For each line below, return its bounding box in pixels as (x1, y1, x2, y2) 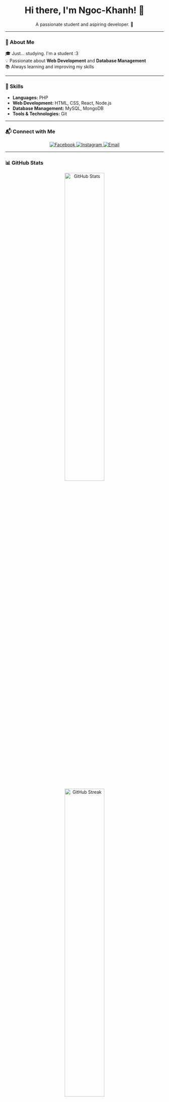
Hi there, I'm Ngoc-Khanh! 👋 (24, 5, 145, 16)
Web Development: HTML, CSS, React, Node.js (12, 100, 112, 106)
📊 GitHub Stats (5, 159, 44, 166)
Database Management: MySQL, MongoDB (12, 105, 104, 111)
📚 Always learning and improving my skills (5, 64, 95, 70)
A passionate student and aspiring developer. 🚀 (35, 21, 134, 27)
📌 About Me (5, 38, 35, 45)
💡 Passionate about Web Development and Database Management (5, 58, 146, 64)
